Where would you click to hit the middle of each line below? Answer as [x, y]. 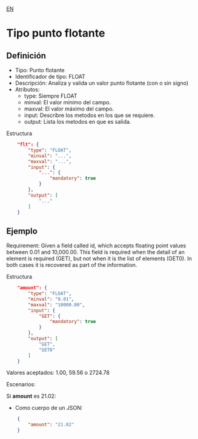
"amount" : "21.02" [51, 425]
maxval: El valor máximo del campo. [69, 109]
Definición [26, 55]
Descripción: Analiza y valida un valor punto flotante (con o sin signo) [102, 83]
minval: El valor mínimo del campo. [67, 102]
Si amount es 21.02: [31, 396]
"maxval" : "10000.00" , [57, 305]
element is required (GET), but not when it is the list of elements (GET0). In [99, 259]
